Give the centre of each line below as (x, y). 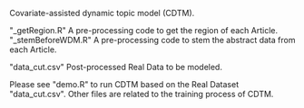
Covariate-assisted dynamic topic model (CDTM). (102, 13)
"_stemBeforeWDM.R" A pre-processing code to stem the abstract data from (152, 40)
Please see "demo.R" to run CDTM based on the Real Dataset (124, 84)
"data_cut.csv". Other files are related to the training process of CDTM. (142, 94)
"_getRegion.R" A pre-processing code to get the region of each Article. (144, 30)
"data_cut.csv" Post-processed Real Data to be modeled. (116, 67)
